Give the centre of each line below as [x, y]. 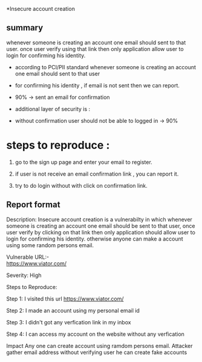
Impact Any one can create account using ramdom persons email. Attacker [99, 346]
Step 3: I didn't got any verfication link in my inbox [69, 322]
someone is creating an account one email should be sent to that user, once [101, 226]
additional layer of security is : [53, 109]
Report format [33, 205]
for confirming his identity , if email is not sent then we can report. [97, 85]
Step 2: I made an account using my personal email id [73, 310]
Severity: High [24, 275]
